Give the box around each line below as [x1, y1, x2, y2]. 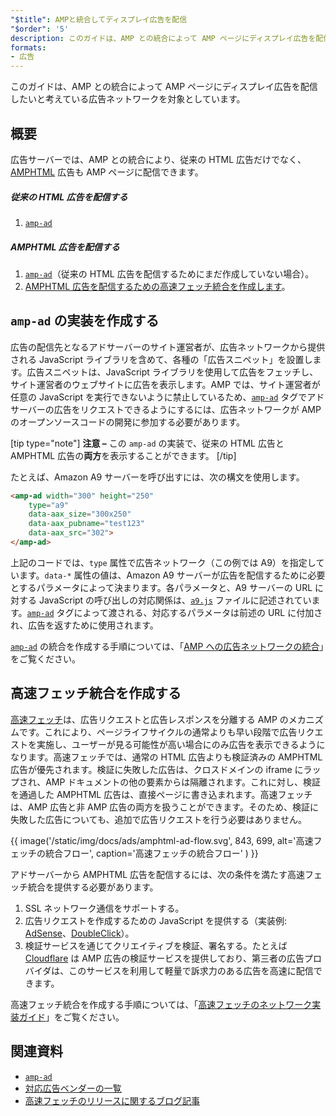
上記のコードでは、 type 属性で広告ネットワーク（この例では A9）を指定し [10, 556, 317, 568]
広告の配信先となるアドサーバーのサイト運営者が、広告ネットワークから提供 [10, 341, 326, 353]
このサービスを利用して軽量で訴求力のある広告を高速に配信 [68, 964, 314, 976]
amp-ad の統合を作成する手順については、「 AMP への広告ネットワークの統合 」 [10, 640, 325, 652]
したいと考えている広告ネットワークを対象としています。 [10, 93, 246, 105]
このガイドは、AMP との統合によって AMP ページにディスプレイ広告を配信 [10, 81, 318, 93]
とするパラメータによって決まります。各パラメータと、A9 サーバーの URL [10, 581, 313, 593]
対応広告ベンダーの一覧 [24, 1082, 122, 1094]
